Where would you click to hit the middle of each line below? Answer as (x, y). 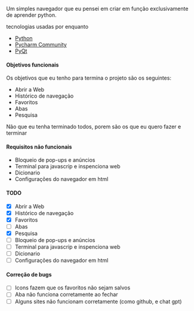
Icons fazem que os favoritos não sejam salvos (73, 288)
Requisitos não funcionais (39, 147)
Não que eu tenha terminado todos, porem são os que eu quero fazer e (94, 127)
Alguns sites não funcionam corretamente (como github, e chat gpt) (98, 301)
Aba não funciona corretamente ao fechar (66, 295)
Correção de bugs (29, 274)
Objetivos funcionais (33, 65)
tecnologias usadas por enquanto (47, 27)
